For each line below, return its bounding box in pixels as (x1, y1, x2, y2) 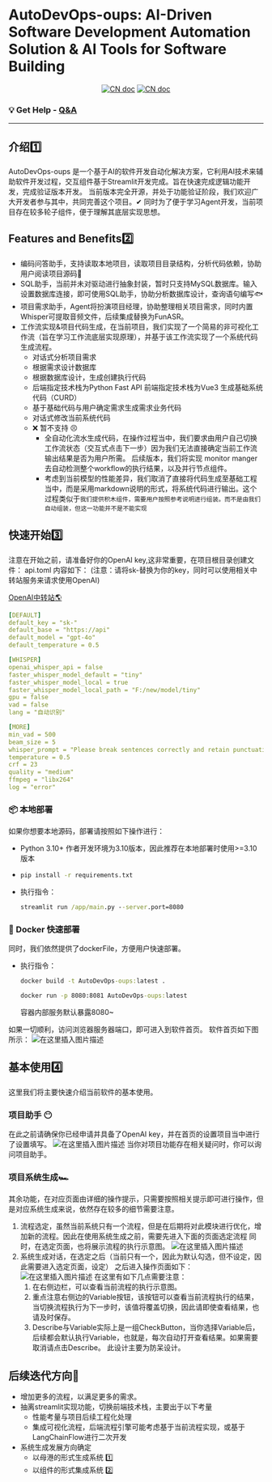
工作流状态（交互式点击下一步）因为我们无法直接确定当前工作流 (44, 443, 257, 452)
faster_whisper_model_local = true (8, 678, 129, 686)
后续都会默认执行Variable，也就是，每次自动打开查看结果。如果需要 (32, 1333, 259, 1343)
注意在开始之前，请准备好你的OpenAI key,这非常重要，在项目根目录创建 (8, 554, 248, 564)
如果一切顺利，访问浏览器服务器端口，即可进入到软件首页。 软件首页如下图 (8, 1025, 259, 1034)
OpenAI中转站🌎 (8, 592, 62, 602)
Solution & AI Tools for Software (8, 40, 227, 58)
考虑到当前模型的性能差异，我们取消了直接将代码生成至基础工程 (44, 473, 257, 483)
